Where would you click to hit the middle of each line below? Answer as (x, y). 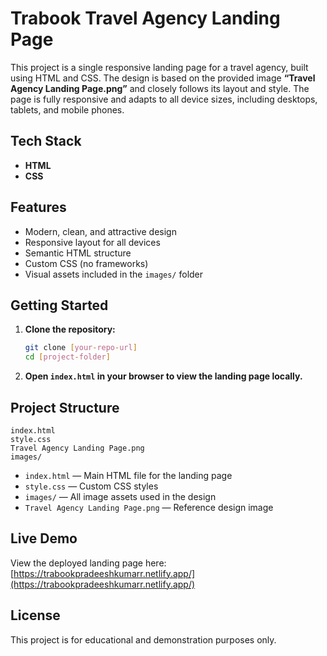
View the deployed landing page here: (88, 563)
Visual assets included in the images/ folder (114, 274)
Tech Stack (46, 141)
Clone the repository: (70, 329)
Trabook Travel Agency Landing (145, 18)
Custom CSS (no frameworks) (86, 263)
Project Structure (65, 407)
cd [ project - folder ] (67, 357)
